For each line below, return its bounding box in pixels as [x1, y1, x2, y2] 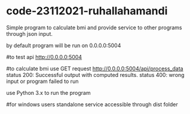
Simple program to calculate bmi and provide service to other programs [6, 24, 182, 31]
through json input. [6, 30, 53, 37]
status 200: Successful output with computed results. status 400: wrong [6, 71, 185, 78]
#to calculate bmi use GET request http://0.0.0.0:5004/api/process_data [6, 64, 183, 72]
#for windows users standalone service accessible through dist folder [6, 100, 178, 108]
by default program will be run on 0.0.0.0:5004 [6, 42, 121, 49]
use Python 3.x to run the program [6, 89, 91, 96]
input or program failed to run [6, 78, 79, 85]
